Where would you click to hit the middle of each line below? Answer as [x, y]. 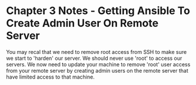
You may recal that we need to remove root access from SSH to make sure [97, 52]
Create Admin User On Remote [82, 23]
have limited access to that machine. [51, 77]
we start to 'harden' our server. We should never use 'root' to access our [94, 58]
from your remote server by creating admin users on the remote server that [97, 70]
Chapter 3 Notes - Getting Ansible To [98, 11]
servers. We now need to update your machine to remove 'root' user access [98, 64]
